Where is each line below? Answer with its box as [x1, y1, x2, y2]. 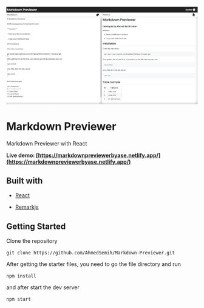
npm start [6, 296, 32, 303]
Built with [6, 176, 43, 186]
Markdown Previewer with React [6, 139, 87, 147]
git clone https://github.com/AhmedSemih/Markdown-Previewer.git [6, 250, 175, 256]
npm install [6, 273, 36, 279]
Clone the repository [6, 237, 58, 245]
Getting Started [6, 221, 66, 231]
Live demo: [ [6, 152, 38, 159]
